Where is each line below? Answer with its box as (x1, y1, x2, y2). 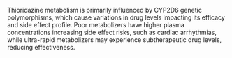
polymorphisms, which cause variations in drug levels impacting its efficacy (7, 13, 226, 22)
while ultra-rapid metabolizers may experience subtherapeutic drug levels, (7, 36, 222, 44)
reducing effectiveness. (7, 43, 75, 51)
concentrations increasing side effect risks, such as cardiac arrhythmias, (7, 28, 217, 36)
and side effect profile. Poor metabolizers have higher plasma (7, 21, 185, 29)
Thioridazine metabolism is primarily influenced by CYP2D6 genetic (7, 6, 203, 14)
